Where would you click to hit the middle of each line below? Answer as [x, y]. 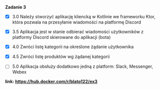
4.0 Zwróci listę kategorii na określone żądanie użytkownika [73, 47]
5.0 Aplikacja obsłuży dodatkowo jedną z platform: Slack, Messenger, [83, 66]
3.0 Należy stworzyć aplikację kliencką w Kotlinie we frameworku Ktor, [84, 16]
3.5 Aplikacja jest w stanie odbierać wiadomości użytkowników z [78, 32]
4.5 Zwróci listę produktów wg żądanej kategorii [61, 57]
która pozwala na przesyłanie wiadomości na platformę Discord [77, 22]
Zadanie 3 [16, 7]
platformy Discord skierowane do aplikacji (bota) [61, 37]
